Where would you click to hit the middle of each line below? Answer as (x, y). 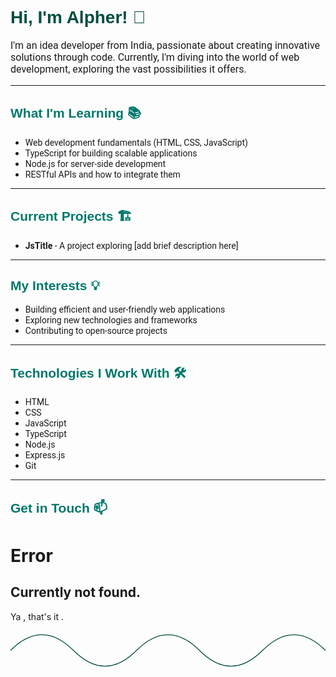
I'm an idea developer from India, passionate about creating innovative (165, 45)
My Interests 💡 (55, 285)
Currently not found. (76, 592)
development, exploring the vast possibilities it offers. (128, 69)
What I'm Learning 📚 (76, 113)
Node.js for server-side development (95, 163)
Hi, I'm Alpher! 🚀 (78, 17)
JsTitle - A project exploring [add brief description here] (131, 245)
